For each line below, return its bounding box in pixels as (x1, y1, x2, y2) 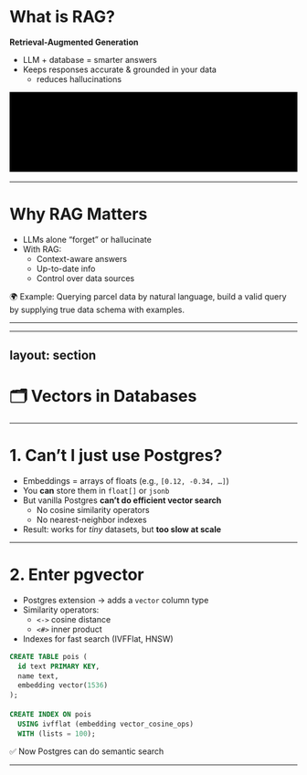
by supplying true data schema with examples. (9, 304, 185, 315)
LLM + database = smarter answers (22, 54, 157, 65)
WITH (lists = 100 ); (17, 728, 96, 738)
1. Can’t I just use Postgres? (9, 445, 223, 466)
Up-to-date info (36, 263, 96, 274)
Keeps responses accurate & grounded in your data (22, 64, 217, 75)
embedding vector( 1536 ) (17, 681, 108, 690)
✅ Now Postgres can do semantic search (9, 746, 164, 757)
